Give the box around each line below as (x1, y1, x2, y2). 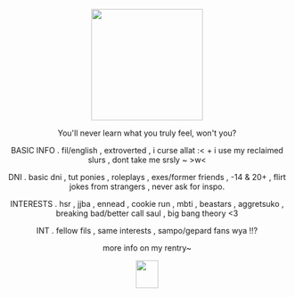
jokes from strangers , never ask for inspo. (69, 181, 225, 192)
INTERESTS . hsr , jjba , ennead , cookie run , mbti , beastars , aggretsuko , (10, 199, 284, 209)
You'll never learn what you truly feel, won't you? (57, 128, 237, 138)
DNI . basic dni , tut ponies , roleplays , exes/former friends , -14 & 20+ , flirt (8, 172, 286, 182)
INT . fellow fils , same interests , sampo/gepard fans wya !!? (36, 226, 258, 235)
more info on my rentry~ (102, 243, 192, 253)
